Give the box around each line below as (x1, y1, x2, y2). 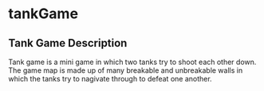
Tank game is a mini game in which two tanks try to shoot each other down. (8, 57, 257, 66)
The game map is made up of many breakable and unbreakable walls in (8, 66, 243, 75)
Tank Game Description (8, 36, 128, 50)
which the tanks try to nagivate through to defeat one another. (8, 74, 213, 83)
